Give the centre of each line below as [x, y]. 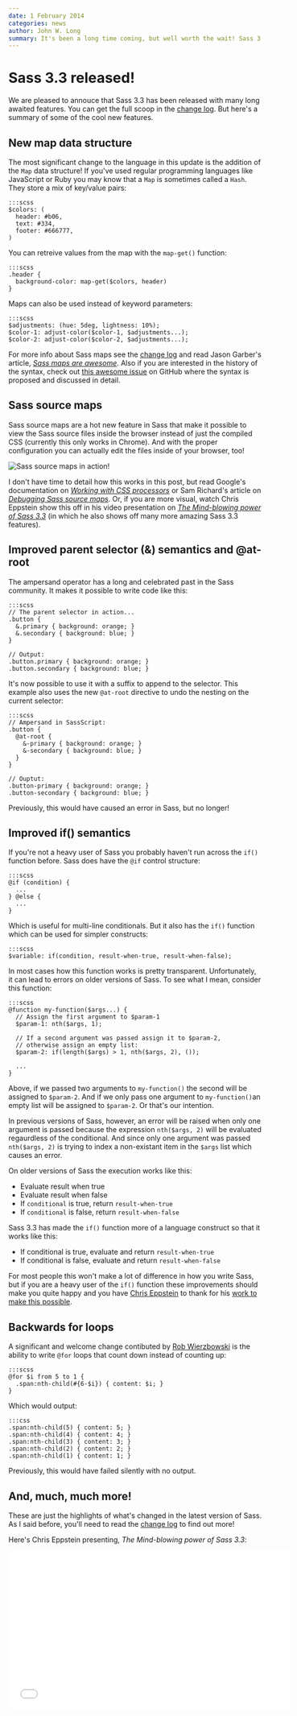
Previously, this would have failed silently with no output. [102, 1471]
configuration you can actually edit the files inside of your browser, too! [126, 450]
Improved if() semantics [70, 833]
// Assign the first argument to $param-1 [88, 1017]
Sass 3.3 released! [72, 78]
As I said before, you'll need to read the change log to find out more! [122, 1524]
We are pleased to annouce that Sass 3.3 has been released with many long [134, 101]
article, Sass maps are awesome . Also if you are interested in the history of [133, 363]
